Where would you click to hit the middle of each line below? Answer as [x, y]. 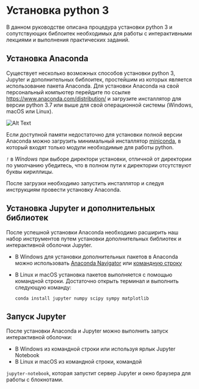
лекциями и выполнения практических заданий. [68, 40]
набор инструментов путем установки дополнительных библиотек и [94, 239]
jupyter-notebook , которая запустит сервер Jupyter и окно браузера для [99, 373]
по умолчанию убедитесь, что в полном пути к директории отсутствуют [99, 165]
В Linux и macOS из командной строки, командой [78, 362]
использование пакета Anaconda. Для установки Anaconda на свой [93, 86]
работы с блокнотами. [35, 380]
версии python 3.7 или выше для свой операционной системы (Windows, [99, 105]
